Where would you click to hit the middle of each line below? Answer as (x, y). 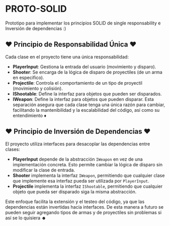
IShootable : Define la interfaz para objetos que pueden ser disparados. (87, 94)
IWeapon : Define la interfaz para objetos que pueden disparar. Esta (83, 99)
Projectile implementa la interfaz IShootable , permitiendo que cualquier (88, 186)
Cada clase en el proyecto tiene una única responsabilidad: (67, 57)
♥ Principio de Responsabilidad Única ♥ (71, 45)
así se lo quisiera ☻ (26, 218)
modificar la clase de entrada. (44, 170)
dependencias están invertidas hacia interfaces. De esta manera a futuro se (84, 207)
